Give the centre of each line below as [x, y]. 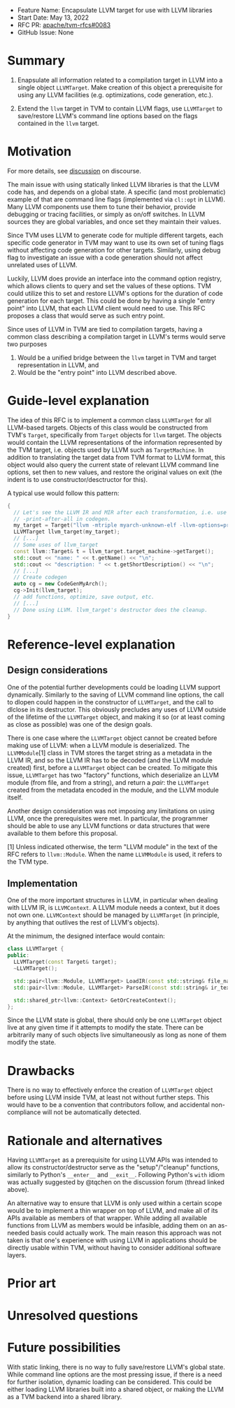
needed [18, 1233]
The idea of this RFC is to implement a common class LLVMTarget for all [109, 420]
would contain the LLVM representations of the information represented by [115, 442]
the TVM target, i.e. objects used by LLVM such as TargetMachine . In [106, 450]
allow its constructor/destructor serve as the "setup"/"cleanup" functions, [114, 1167]
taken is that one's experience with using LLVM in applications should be [112, 1240]
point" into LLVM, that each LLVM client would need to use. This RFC [106, 308]
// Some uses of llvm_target [56, 545]
